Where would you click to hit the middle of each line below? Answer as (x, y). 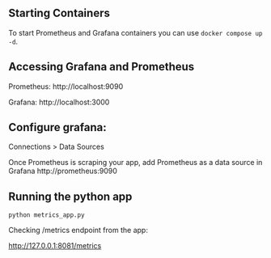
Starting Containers (59, 13)
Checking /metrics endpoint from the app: (78, 231)
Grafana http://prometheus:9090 (63, 171)
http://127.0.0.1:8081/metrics (55, 246)
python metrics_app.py (47, 215)
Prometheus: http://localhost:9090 (66, 86)
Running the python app (70, 196)
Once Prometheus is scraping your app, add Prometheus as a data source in (135, 163)
